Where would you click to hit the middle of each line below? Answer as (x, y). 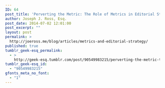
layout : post (18, 32)
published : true (22, 46)
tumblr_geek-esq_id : (26, 64)
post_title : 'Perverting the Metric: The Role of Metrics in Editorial (80, 14)
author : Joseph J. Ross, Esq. (36, 19)
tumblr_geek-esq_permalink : (34, 50)
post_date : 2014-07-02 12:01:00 (38, 23)
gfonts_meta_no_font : (27, 73)
